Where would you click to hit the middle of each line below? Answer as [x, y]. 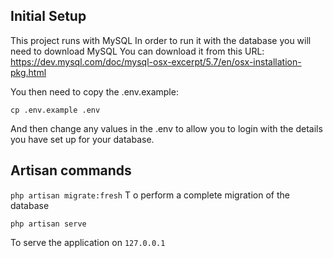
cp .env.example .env [55, 110]
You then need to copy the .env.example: [94, 91]
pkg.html [28, 72]
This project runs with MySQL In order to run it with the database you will [161, 40]
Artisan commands [71, 170]
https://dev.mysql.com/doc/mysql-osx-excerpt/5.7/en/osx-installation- [156, 61]
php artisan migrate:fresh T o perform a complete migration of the [150, 195]
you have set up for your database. [82, 139]
